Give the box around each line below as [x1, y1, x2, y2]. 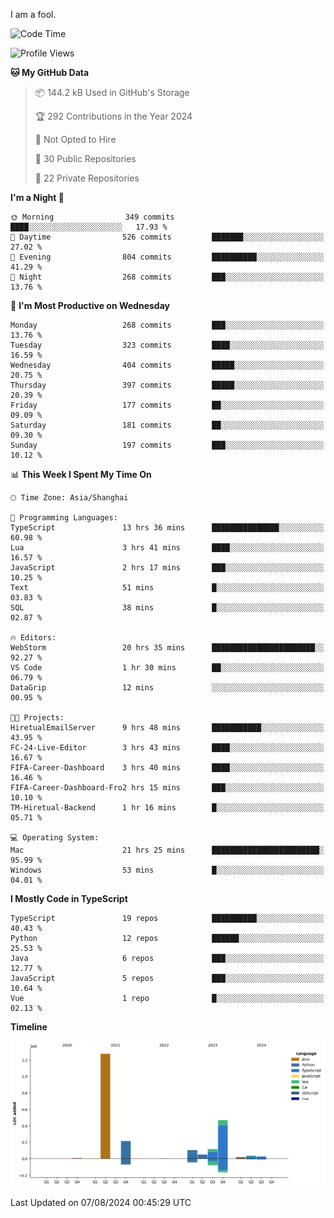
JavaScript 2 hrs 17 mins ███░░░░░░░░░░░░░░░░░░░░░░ [10, 563, 325, 573]
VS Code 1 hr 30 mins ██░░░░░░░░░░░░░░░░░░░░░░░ [10, 663, 325, 673]
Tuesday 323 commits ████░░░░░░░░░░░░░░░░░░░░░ [10, 340, 325, 350]
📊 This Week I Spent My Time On [10, 469, 152, 480]
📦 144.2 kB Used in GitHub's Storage [34, 87, 190, 98]
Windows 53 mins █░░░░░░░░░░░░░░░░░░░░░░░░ [10, 865, 325, 875]
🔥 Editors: [10, 633, 57, 643]
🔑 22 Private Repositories [34, 172, 140, 184]
